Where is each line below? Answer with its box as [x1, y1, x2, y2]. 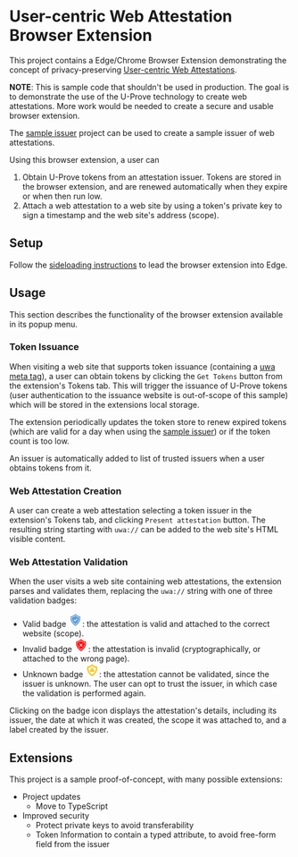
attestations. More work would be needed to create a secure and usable [9, 100, 274, 111]
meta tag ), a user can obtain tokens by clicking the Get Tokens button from [9, 370, 283, 381]
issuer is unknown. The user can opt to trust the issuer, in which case [21, 678, 278, 690]
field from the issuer [35, 839, 110, 850]
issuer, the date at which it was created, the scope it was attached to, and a [9, 715, 287, 725]
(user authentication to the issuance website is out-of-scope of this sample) [9, 389, 288, 400]
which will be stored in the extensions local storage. [9, 399, 200, 410]
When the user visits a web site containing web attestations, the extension [9, 576, 283, 587]
